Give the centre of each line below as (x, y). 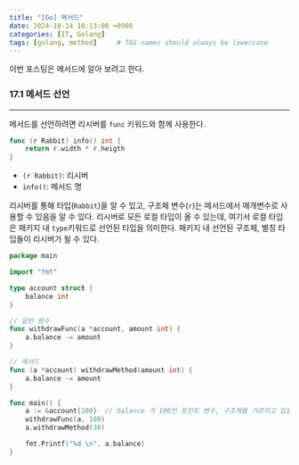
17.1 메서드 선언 (40, 95)
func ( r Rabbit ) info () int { (65, 141)
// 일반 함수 (30, 321)
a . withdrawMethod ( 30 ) (65, 428)
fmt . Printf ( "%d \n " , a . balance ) (85, 444)
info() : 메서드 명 (52, 187)
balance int (47, 296)
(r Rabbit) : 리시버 (55, 176)
